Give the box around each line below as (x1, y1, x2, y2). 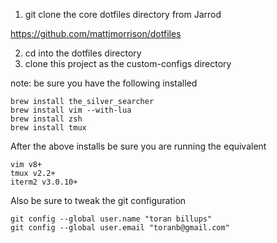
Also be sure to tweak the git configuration (10, 195, 187, 206)
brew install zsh (10, 114, 83, 124)
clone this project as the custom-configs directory (24, 58, 232, 69)
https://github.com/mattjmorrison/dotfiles (10, 28, 182, 39)
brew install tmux (10, 123, 87, 133)
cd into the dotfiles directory (24, 47, 142, 59)
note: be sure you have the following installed (10, 77, 198, 89)
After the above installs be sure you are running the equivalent (10, 140, 267, 152)
